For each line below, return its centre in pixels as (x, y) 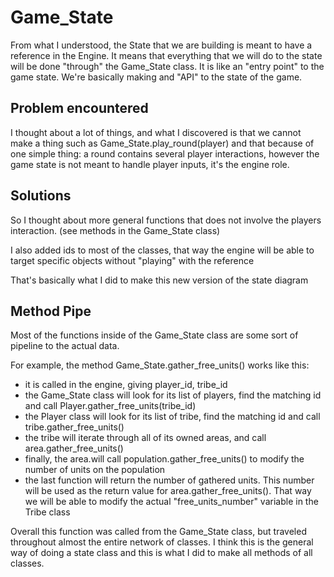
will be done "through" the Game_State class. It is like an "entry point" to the (167, 66)
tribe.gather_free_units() (74, 427)
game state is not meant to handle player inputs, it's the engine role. (150, 164)
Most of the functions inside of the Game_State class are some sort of (154, 335)
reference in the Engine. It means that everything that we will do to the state (166, 55)
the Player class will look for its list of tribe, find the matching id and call (172, 417)
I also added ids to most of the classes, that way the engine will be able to (162, 250)
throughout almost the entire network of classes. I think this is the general (162, 542)
